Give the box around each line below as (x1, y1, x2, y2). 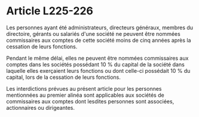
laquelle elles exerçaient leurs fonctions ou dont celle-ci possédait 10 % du (6, 67, 191, 74)
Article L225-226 (6, 4, 94, 18)
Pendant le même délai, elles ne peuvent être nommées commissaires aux (6, 54, 189, 61)
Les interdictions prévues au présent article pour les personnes (6, 85, 162, 92)
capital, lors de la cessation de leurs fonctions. (6, 73, 121, 81)
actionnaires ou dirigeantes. (6, 104, 75, 111)
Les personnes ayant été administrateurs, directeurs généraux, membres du (6, 24, 193, 31)
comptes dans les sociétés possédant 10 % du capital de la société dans (6, 61, 185, 68)
